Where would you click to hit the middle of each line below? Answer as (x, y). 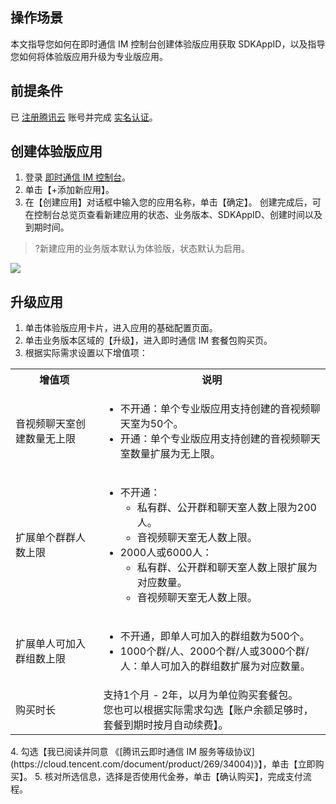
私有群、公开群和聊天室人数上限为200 (226, 508)
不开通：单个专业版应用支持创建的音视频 (215, 409)
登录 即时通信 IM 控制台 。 (78, 177)
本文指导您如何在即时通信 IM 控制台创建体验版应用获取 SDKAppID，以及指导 (168, 44)
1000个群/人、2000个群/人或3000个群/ (214, 651)
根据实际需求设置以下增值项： (86, 353)
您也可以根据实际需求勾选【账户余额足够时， (208, 710)
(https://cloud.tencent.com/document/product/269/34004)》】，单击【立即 (163, 764)
